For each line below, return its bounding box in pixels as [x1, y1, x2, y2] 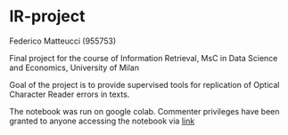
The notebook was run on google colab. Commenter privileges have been [9, 106, 280, 116]
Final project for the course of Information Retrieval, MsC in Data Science [9, 52, 278, 63]
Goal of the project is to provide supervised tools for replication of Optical [9, 79, 280, 90]
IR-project [9, 6, 86, 27]
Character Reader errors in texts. [9, 89, 130, 99]
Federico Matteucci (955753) [9, 36, 117, 46]
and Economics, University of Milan [9, 62, 140, 73]
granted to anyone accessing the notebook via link [9, 115, 195, 126]
